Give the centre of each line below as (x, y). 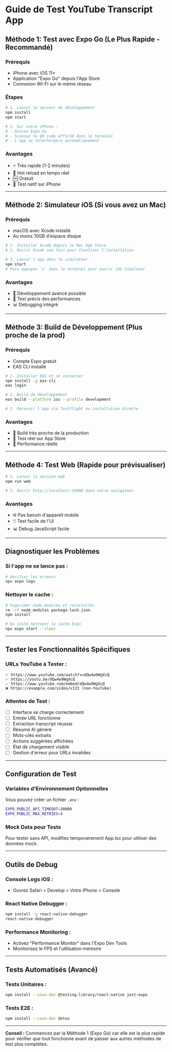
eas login (16, 385)
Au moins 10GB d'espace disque (47, 236)
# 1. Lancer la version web (35, 477)
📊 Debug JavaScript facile (41, 528)
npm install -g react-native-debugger (47, 914)
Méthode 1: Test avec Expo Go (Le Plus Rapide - (83, 39)
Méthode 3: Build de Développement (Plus (74, 327)
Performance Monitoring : (38, 932)
